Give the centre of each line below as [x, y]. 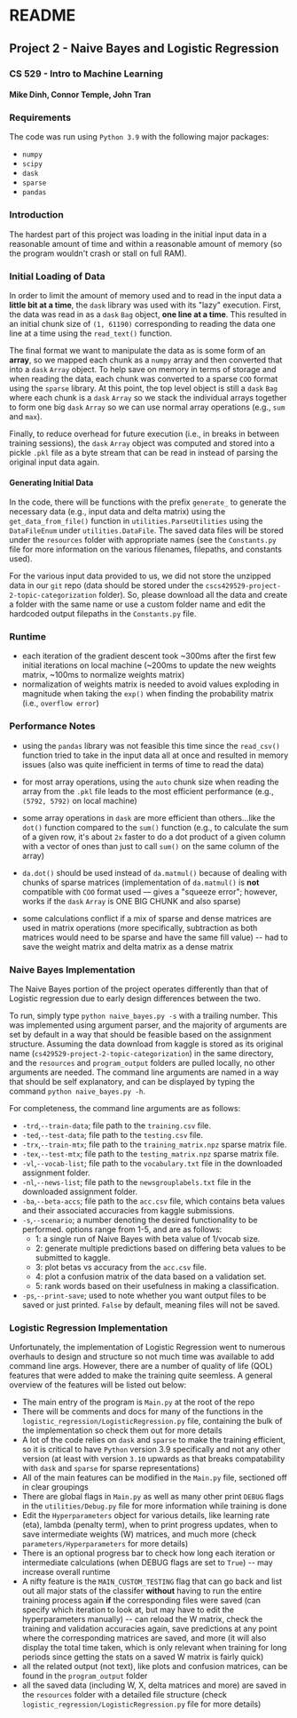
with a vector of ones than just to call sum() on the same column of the [150, 846]
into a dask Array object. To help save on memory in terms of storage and [143, 369]
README [43, 16]
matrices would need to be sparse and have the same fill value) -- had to [155, 937]
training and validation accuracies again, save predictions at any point [149, 1629]
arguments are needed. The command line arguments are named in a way [144, 1072]
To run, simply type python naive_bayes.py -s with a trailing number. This [144, 1016]
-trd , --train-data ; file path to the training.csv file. [116, 1125]
